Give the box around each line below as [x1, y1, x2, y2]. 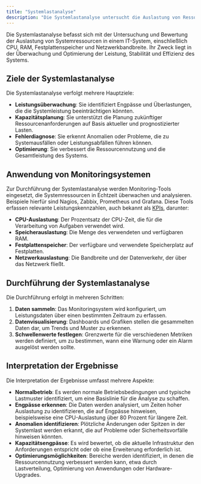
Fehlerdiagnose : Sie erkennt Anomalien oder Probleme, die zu [14, 133, 169, 140]
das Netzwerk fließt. [14, 261, 65, 268]
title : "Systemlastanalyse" [6, 8, 77, 15]
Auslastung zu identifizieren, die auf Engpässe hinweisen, [14, 407, 157, 415]
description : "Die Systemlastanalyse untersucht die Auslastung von [6, 14, 181, 20]
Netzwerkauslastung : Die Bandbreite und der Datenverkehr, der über [14, 254, 187, 261]
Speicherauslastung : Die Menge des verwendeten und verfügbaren [14, 229, 184, 236]
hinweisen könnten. [14, 432, 63, 440]
